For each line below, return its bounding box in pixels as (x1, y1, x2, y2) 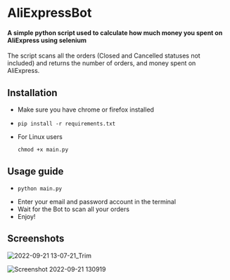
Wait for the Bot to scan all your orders (17, 205, 130, 213)
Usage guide (7, 165, 64, 177)
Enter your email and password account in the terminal (17, 198, 177, 206)
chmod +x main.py (17, 146, 69, 154)
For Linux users (17, 133, 63, 141)
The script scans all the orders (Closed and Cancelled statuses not (7, 51, 200, 60)
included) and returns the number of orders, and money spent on (7, 59, 196, 67)
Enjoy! (17, 213, 36, 221)
